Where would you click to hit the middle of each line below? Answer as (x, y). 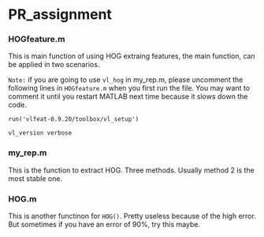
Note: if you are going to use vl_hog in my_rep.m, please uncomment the (126, 80)
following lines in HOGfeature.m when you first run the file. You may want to (129, 88)
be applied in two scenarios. (54, 65)
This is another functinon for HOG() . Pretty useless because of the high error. (132, 216)
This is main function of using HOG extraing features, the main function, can (132, 56)
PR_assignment (60, 15)
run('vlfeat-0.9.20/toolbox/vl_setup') (74, 120)
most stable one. (35, 178)
